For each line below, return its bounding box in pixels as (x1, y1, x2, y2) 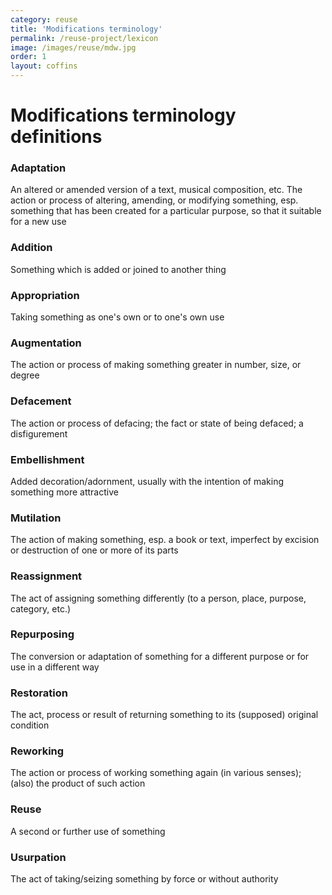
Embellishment (10, 452, 85, 466)
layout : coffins (10, 61, 78, 71)
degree (10, 369, 40, 381)
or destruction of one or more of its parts (10, 544, 179, 556)
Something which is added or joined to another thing (10, 263, 227, 275)
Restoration (10, 686, 68, 700)
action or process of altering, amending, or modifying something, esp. (10, 194, 299, 206)
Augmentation (10, 336, 82, 350)
